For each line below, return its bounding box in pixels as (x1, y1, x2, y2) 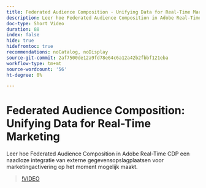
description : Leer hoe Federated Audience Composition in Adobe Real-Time (6, 15, 202, 21)
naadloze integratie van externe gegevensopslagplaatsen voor (6, 157, 164, 164)
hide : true (6, 37, 34, 44)
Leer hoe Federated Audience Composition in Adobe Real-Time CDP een (6, 150, 190, 157)
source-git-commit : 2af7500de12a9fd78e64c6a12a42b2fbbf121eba (6, 55, 169, 61)
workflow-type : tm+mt (6, 60, 62, 66)
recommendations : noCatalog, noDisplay (6, 49, 109, 55)
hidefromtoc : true (6, 44, 53, 50)
